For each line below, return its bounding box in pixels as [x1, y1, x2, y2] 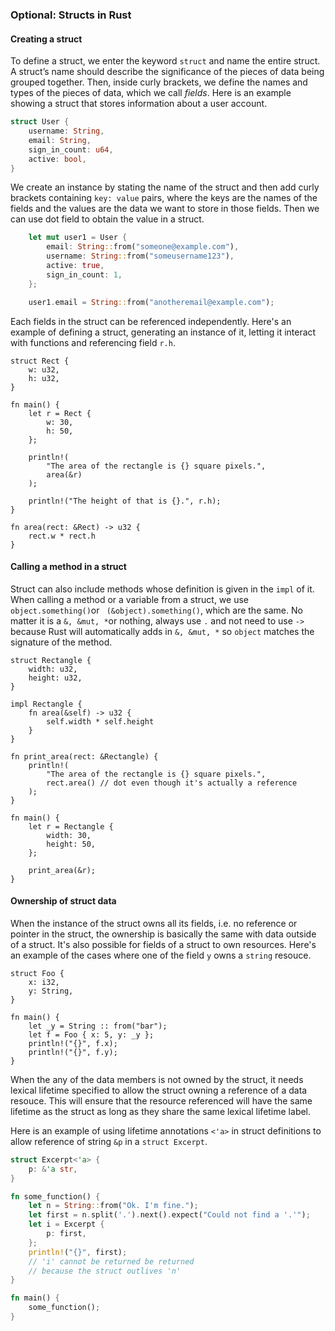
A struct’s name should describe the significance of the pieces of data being [10, 66, 325, 78]
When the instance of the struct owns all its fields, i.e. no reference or [10, 917, 298, 929]
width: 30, [46, 830, 92, 840]
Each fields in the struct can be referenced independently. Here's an [10, 315, 292, 327]
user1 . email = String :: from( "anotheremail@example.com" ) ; [28, 297, 275, 307]
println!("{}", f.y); [28, 1047, 118, 1057]
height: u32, [28, 673, 83, 683]
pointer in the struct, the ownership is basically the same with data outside [10, 928, 317, 940]
